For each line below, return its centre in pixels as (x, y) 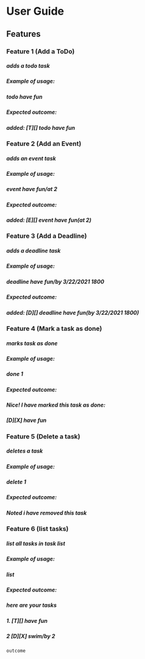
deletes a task (25, 451)
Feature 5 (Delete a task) (43, 436)
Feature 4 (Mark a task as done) (54, 328)
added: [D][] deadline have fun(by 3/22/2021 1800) (72, 312)
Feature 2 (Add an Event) (44, 143)
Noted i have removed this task (47, 513)
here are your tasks (31, 605)
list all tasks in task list (36, 543)
